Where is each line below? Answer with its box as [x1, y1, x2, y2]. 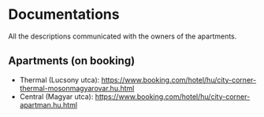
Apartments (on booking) [8, 54, 136, 68]
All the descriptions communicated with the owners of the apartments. [8, 31, 237, 41]
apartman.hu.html [19, 100, 77, 109]
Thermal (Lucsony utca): [19, 75, 100, 84]
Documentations [8, 5, 120, 24]
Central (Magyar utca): [19, 92, 94, 101]
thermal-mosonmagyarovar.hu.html [19, 83, 135, 93]
